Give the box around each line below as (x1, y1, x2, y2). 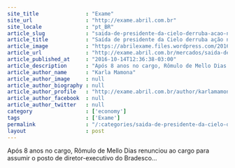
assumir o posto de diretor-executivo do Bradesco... (7, 154, 157, 162)
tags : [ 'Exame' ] (7, 114, 120, 121)
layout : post (7, 127, 105, 134)
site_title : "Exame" (7, 10, 114, 17)
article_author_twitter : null (7, 101, 105, 108)
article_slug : (7, 29, 90, 37)
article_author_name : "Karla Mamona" (7, 69, 136, 76)
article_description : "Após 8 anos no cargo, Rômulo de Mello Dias (7, 62, 227, 69)
